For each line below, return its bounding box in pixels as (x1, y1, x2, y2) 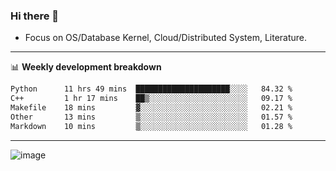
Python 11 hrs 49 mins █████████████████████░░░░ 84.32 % (10, 84, 293, 94)
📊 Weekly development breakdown (10, 61, 162, 73)
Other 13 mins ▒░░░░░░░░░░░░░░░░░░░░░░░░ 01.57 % (10, 112, 293, 122)
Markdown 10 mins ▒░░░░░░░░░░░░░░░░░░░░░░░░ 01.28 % (10, 121, 293, 131)
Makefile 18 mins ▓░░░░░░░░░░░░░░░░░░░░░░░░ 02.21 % (10, 103, 293, 113)
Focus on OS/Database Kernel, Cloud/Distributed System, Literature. (24, 32, 308, 44)
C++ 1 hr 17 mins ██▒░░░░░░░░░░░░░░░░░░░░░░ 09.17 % (10, 94, 293, 104)
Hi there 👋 (10, 9, 60, 23)
